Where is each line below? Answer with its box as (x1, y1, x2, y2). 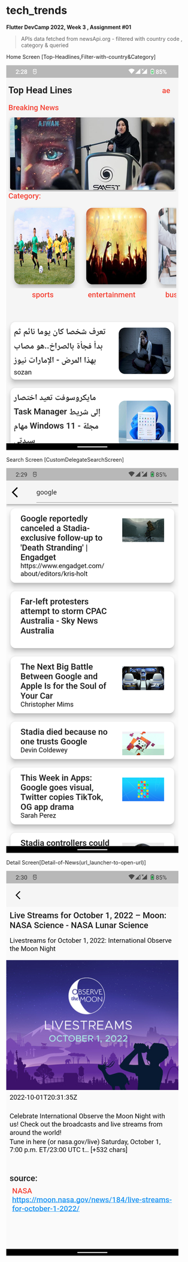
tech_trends (6, 4, 68, 17)
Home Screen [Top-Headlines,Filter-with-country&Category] (6, 53, 156, 60)
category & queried (20, 41, 69, 49)
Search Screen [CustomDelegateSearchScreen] (6, 456, 125, 463)
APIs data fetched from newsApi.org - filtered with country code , (20, 35, 183, 42)
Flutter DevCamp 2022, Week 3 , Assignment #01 (6, 23, 132, 31)
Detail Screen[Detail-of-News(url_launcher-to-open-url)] (6, 859, 147, 866)
